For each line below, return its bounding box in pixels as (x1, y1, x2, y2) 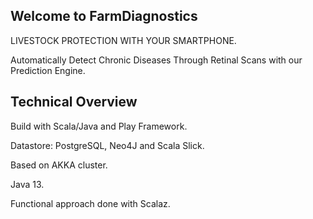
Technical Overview (10, 94, 138, 111)
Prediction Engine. (10, 64, 86, 76)
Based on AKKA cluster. (10, 159, 108, 171)
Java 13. (10, 178, 45, 190)
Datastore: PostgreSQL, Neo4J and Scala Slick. (10, 139, 205, 151)
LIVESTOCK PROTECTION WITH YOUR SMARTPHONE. (10, 34, 237, 46)
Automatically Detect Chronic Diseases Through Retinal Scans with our (10, 54, 303, 66)
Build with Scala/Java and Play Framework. (10, 120, 188, 132)
